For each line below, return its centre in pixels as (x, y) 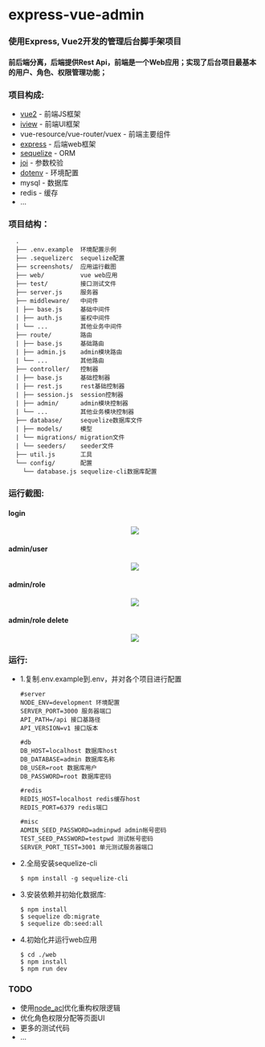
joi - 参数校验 (42, 163)
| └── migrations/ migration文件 (70, 438)
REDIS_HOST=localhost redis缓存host (80, 800)
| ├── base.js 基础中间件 (63, 310)
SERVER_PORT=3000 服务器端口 (65, 712)
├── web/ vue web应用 (67, 276)
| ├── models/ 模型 (54, 429)
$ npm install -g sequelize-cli (74, 879)
